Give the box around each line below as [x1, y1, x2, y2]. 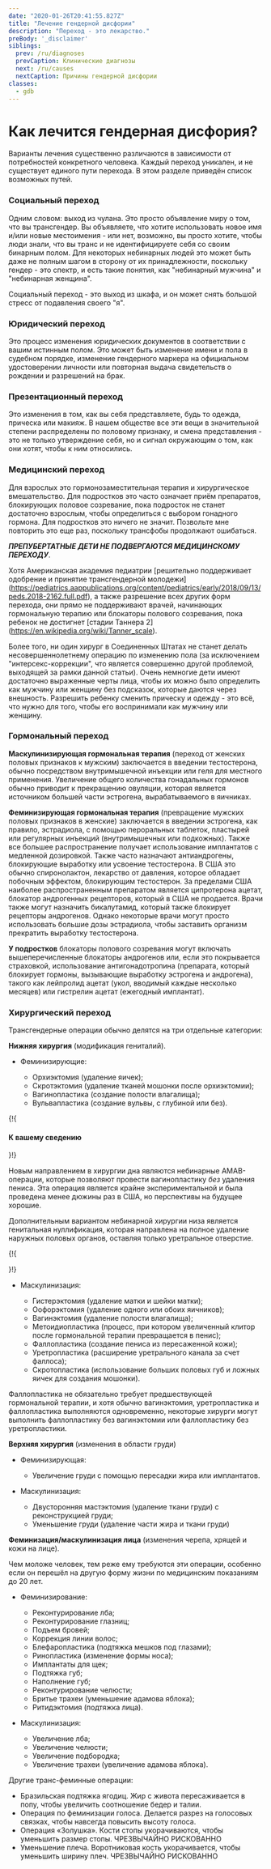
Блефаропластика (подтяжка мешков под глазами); [32, 1642, 212, 1652]
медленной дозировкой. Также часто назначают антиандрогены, [8, 850, 235, 860]
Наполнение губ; [32, 1677, 91, 1687]
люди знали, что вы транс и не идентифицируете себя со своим [8, 239, 231, 249]
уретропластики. [8, 1424, 67, 1433]
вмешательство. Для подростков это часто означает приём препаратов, [8, 491, 261, 500]
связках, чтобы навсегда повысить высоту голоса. [19, 1817, 197, 1827]
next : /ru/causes [15, 65, 74, 73]
